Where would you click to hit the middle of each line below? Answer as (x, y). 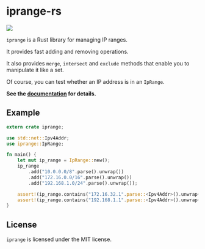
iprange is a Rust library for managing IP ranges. (67, 39)
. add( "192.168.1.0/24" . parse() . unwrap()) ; (83, 183)
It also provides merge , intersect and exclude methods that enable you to (98, 63)
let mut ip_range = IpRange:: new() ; (64, 160)
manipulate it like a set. (35, 70)
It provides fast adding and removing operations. (68, 51)
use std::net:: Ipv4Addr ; (38, 138)
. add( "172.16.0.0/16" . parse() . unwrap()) (80, 177)
